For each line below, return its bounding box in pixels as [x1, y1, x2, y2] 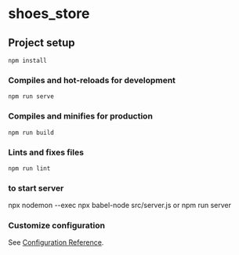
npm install [8, 56, 47, 64]
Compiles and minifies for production [8, 111, 153, 122]
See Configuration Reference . [8, 238, 104, 247]
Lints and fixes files [8, 147, 85, 158]
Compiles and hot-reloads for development [8, 75, 176, 86]
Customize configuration [8, 220, 106, 231]
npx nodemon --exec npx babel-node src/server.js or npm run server [8, 201, 231, 210]
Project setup [8, 36, 76, 49]
